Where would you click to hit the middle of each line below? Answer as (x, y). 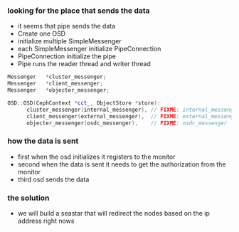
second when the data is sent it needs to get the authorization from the (122, 164)
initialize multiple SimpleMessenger (70, 41)
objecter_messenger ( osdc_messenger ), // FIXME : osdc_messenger (127, 123)
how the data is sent (43, 141)
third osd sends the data (53, 179)
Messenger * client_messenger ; (55, 84)
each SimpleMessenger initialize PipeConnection (89, 49)
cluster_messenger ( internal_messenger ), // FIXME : (103, 110)
